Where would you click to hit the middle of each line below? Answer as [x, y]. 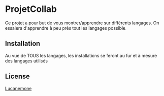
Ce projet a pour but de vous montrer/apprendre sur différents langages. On [82, 23]
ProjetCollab [31, 9]
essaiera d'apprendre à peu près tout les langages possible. [66, 28]
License [17, 76]
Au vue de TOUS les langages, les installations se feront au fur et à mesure [81, 55]
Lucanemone [18, 88]
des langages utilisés [27, 61]
